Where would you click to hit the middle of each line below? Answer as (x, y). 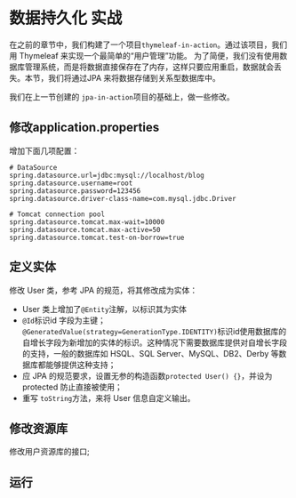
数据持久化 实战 (66, 18)
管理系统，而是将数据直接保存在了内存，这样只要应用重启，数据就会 (149, 67)
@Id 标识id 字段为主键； (64, 320)
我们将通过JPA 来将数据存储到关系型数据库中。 (134, 77)
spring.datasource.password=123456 (75, 191)
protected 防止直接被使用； (72, 387)
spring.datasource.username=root (71, 183)
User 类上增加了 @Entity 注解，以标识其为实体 (104, 309)
